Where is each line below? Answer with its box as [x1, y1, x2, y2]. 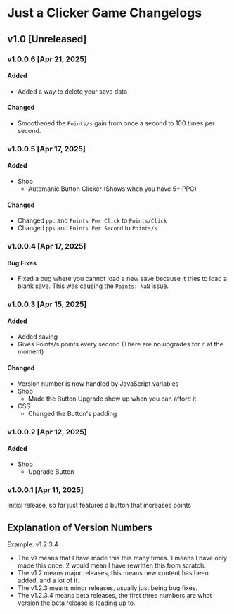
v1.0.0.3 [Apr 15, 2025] [7, 299, 87, 309]
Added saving [17, 332, 58, 341]
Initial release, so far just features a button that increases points [7, 501, 192, 510]
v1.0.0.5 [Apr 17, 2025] [7, 144, 86, 153]
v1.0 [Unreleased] [7, 33, 87, 45]
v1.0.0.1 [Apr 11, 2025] [7, 484, 84, 494]
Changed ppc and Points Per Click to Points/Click [17, 216, 167, 225]
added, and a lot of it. [17, 576, 79, 584]
